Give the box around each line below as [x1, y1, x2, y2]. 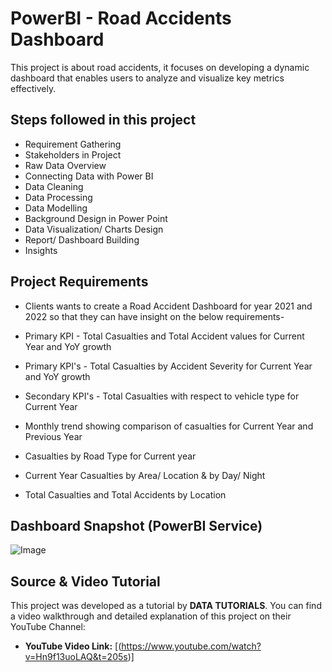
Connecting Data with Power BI [24, 170, 154, 182]
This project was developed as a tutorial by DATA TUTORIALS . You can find [10, 600, 322, 612]
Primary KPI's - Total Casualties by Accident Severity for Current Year [24, 360, 313, 372]
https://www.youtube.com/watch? [121, 640, 262, 652]
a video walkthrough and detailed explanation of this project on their [10, 610, 292, 622]
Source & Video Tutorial [10, 573, 161, 590]
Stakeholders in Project [24, 148, 122, 161]
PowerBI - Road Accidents [10, 7, 232, 30]
